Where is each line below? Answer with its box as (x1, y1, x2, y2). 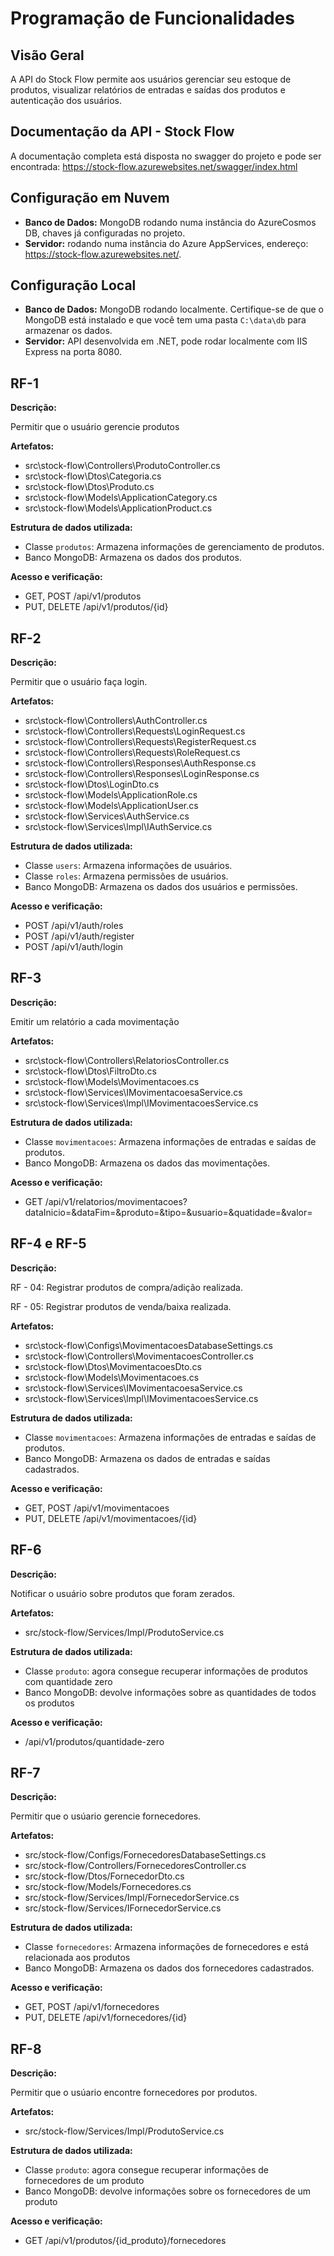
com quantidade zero (24, 1675, 113, 1687)
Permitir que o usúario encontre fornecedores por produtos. (10, 2087, 258, 2099)
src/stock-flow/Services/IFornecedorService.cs (24, 1902, 222, 1914)
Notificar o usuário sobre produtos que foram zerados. (10, 1587, 236, 1599)
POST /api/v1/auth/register (24, 930, 135, 942)
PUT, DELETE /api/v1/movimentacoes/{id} (24, 1512, 198, 1524)
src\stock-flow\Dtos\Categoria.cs (24, 470, 162, 482)
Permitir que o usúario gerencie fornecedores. (10, 1810, 202, 1822)
